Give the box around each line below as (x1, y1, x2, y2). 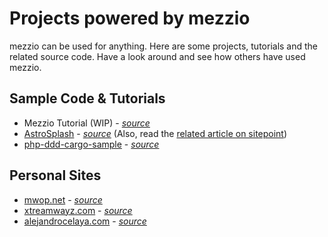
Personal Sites (9, 167, 102, 184)
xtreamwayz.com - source (23, 204, 133, 216)
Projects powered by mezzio (9, 7, 251, 30)
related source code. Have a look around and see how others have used (9, 50, 306, 62)
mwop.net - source (23, 193, 103, 206)
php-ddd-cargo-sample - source (23, 138, 160, 150)
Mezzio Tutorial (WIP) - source (23, 117, 151, 129)
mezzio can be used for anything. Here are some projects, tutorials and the (9, 40, 319, 52)
